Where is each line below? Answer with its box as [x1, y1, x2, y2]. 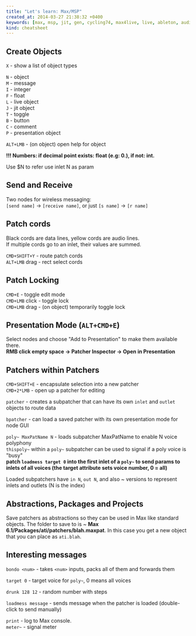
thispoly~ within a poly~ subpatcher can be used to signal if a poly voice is [6, 446, 187, 453]
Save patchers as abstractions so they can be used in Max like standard [6, 514, 179, 521]
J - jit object [6, 105, 35, 112]
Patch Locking [6, 276, 60, 286]
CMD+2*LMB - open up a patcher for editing [6, 387, 105, 394]
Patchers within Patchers [6, 365, 100, 375]
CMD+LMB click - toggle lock [6, 297, 69, 304]
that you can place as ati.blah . [6, 533, 82, 540]
